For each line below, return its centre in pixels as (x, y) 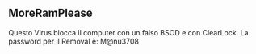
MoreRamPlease (50, 13)
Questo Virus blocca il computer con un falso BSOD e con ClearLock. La (128, 32)
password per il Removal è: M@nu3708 (74, 41)
